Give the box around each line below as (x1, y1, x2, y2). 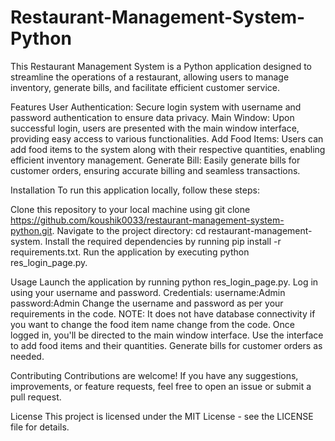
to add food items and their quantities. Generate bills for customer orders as (10, 339, 323, 351)
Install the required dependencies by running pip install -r (44, 235, 282, 247)
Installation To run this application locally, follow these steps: (10, 184, 260, 196)
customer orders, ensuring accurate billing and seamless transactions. (10, 164, 301, 176)
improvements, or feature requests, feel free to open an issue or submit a (10, 380, 312, 392)
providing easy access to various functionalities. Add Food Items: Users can (10, 132, 324, 145)
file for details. (10, 421, 70, 433)
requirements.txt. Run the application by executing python (10, 246, 250, 258)
